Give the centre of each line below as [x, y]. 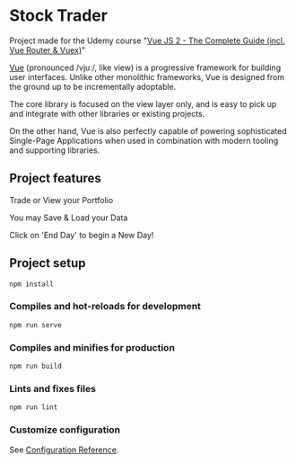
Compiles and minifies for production [92, 347]
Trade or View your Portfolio [61, 200]
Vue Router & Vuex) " [48, 49]
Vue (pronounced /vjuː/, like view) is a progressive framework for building [145, 67]
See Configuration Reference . [64, 450]
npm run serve [36, 325]
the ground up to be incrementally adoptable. [93, 86]
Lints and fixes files [53, 389]
